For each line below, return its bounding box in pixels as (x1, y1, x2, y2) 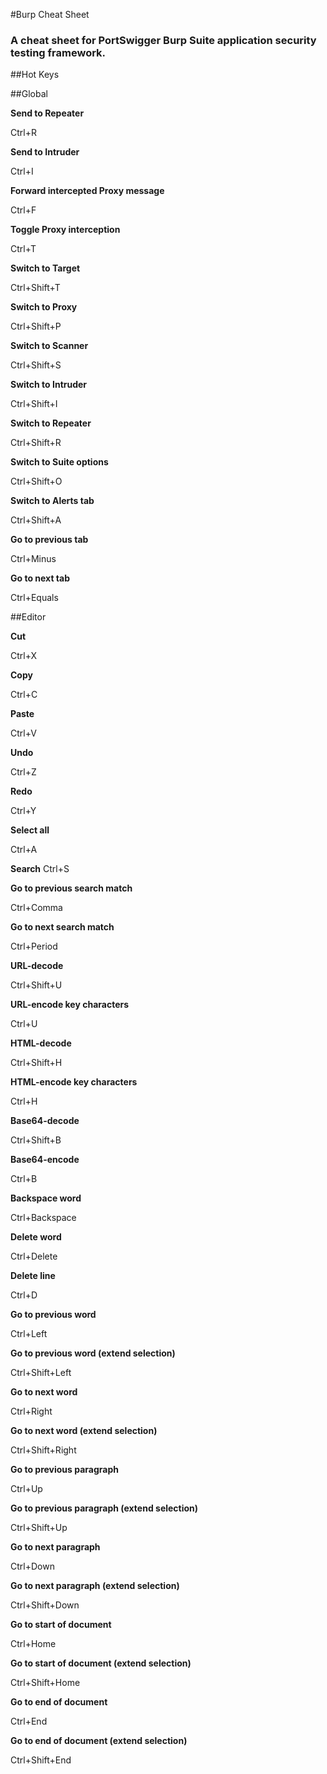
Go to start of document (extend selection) (10, 1657, 192, 1669)
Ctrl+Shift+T (10, 282, 61, 294)
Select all (10, 824, 50, 836)
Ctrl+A (10, 844, 38, 856)
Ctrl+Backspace (10, 1212, 77, 1224)
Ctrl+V (10, 727, 37, 739)
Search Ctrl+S (10, 863, 70, 875)
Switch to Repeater (10, 417, 92, 429)
